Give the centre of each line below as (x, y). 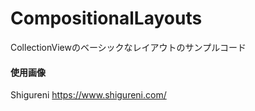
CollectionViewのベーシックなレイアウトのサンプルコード (128, 47)
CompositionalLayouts (106, 18)
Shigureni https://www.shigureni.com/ (88, 95)
